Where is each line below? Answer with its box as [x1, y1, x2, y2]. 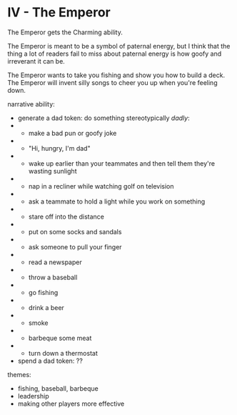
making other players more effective [17, 399, 125, 408]
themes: [7, 370, 31, 379]
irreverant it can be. [7, 56, 66, 65]
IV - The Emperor [7, 4, 111, 21]
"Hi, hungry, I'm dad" [28, 144, 91, 152]
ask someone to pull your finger [28, 242, 123, 251]
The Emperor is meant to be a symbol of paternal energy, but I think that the [7, 41, 231, 50]
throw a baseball [28, 273, 78, 281]
